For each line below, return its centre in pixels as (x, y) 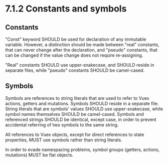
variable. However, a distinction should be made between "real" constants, (82, 45)
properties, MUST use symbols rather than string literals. (64, 140)
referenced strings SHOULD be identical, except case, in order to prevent (81, 119)
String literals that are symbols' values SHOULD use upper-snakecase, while (84, 109)
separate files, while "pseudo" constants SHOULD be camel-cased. (75, 70)
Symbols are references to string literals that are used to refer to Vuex (77, 98)
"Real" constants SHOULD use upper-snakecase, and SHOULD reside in (80, 65)
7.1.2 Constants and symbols (66, 9)
